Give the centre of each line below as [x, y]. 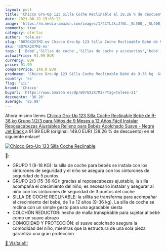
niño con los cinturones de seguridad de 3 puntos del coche [73, 192]
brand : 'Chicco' [22, 88]
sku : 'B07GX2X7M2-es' [27, 46]
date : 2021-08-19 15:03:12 [33, 19]
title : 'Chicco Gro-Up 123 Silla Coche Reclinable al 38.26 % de [74, 14]
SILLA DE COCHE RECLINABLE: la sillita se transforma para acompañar [84, 197]
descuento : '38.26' [25, 97]
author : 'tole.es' [24, 38]
